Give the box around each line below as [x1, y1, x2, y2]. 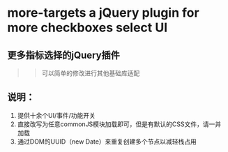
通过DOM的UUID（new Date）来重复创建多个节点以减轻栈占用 [17, 137, 197, 146]
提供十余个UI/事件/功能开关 [17, 111, 96, 119]
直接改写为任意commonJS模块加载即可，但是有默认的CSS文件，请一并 [17, 120, 222, 128]
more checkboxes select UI [7, 20, 168, 36]
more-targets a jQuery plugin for [7, 5, 200, 21]
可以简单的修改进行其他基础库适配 [41, 69, 140, 77]
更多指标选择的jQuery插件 [7, 49, 121, 61]
